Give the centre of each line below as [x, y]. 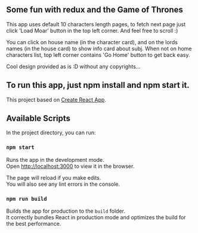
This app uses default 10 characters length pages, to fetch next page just [96, 24]
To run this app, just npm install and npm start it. [98, 85]
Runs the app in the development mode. [55, 160]
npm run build [27, 199]
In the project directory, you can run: [51, 133]
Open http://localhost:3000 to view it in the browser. [70, 166]
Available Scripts [38, 119]
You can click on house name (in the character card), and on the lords [92, 42]
